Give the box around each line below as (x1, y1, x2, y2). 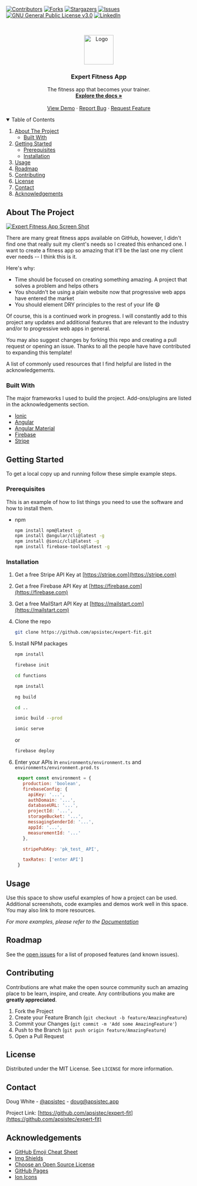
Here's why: (6, 265, 35, 272)
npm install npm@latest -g (14, 528, 81, 533)
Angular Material (14, 425, 55, 432)
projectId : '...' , (28, 808, 74, 814)
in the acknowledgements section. (6, 401, 89, 408)
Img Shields (14, 1155, 44, 1162)
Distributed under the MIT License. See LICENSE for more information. (6, 1065, 173, 1072)
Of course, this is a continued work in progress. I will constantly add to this (6, 312, 187, 319)
